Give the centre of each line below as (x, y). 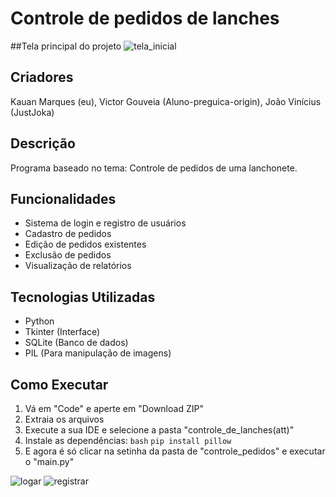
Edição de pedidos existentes (85, 244)
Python (39, 321)
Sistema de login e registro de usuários (105, 223)
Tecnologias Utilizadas (83, 297)
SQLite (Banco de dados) (76, 343)
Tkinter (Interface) (62, 332)
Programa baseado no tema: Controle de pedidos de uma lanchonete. (154, 168)
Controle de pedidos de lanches (145, 18)
